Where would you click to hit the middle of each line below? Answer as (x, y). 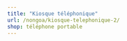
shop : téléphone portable (45, 26)
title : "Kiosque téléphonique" (53, 14)
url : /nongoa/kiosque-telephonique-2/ (63, 20)
